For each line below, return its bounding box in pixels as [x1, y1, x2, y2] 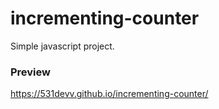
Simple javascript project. [10, 40, 115, 52]
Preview [10, 65, 51, 79]
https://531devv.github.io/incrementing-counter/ [10, 88, 209, 100]
